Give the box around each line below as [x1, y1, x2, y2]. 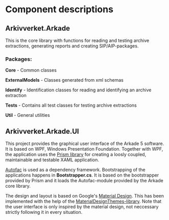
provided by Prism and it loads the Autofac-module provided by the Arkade [5, 178, 163, 184]
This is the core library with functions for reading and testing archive [5, 37, 150, 43]
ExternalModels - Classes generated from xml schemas [5, 77, 124, 83]
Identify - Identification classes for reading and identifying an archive [5, 87, 152, 93]
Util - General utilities [5, 112, 50, 118]
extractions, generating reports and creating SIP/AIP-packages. [5, 43, 139, 49]
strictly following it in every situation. [5, 209, 83, 215]
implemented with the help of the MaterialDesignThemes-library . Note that [5, 198, 162, 205]
